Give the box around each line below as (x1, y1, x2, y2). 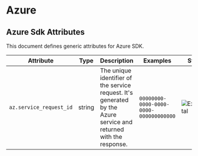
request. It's (100, 89, 133, 97)
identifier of (100, 74, 133, 82)
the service (100, 81, 131, 89)
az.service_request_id (9, 104, 72, 111)
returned (100, 125, 124, 133)
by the (100, 104, 118, 111)
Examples (143, 57, 172, 65)
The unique (100, 67, 131, 74)
